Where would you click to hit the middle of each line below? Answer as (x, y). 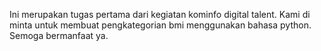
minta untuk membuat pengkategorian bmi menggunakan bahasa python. (160, 25)
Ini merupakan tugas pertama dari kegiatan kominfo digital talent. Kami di (160, 14)
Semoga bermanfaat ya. (59, 35)
